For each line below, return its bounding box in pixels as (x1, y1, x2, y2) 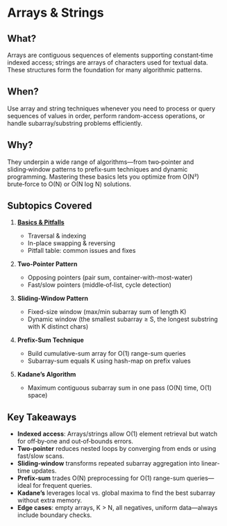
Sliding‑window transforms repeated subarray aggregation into (17, 459, 200, 468)
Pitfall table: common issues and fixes (27, 247, 136, 255)
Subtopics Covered (7, 200, 92, 212)
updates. (31, 467, 57, 475)
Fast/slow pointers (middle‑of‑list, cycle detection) (27, 281, 172, 289)
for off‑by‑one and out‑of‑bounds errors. (17, 437, 134, 445)
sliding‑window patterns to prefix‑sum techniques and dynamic (7, 165, 188, 173)
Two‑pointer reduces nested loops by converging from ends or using (17, 445, 217, 453)
